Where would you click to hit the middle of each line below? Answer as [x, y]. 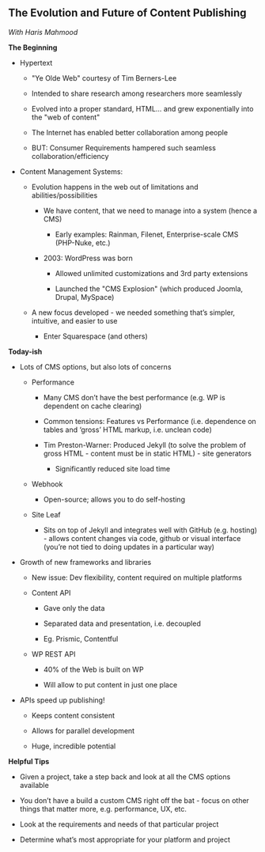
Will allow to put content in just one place [110, 684]
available [34, 785]
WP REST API [53, 654]
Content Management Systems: [71, 171]
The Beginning [33, 47]
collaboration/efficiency [70, 156]
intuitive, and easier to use [74, 320]
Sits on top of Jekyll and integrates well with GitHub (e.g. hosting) [150, 530]
